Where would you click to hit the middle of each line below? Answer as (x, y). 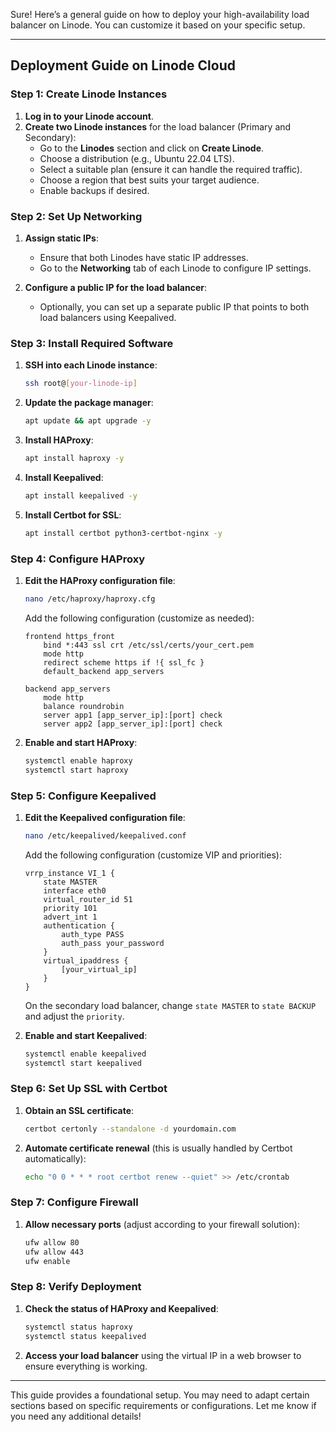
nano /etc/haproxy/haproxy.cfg (90, 599)
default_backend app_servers (104, 671)
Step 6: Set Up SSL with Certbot (89, 1089)
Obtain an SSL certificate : (79, 1110)
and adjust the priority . (74, 1016)
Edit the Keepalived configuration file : (105, 817)
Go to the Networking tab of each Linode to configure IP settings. (175, 268)
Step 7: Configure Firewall (74, 1202)
